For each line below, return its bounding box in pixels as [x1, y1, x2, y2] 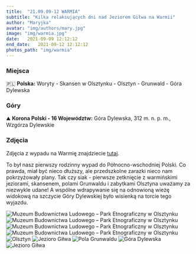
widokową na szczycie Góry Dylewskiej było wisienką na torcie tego [6, 193, 172, 200]
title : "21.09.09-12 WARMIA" [6, 8, 81, 15]
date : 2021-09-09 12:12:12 [6, 36, 78, 42]
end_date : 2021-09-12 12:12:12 [6, 42, 89, 48]
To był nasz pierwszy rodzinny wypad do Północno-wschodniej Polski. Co [6, 161, 186, 168]
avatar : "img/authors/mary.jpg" [6, 25, 86, 31]
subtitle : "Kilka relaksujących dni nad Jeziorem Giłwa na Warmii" [6, 14, 176, 20]
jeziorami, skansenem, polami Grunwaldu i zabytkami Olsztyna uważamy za [6, 180, 191, 187]
